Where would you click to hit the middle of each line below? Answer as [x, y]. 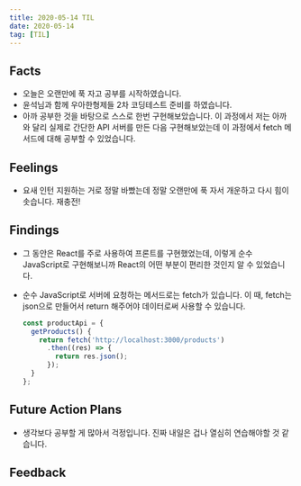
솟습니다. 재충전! [51, 202]
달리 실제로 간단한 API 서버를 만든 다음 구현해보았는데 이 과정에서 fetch [157, 128]
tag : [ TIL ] [30, 34]
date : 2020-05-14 [42, 26]
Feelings [34, 167]
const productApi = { [63, 323]
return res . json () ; [91, 356]
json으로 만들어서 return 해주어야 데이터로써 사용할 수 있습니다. [134, 306]
